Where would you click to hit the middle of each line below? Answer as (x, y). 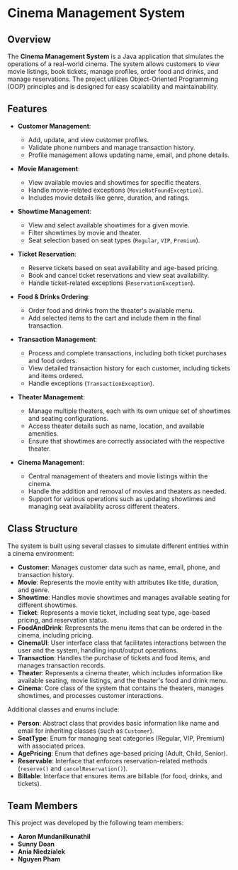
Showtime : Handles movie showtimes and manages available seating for (124, 597)
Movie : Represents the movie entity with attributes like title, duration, (118, 582)
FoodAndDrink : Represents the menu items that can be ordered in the (120, 628)
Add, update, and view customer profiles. (89, 139)
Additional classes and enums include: (63, 709)
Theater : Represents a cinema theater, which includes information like (120, 672)
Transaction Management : (57, 339)
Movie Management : (49, 168)
